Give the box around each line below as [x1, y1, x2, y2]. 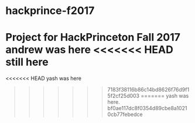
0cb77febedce [107, 111, 143, 118]
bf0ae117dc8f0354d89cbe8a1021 [107, 105, 187, 112]
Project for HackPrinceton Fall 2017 [5, 31, 181, 44]
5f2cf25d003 [107, 92, 140, 100]
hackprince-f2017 [5, 4, 95, 17]
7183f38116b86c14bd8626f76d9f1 [107, 86, 190, 93]
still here [5, 55, 49, 69]
